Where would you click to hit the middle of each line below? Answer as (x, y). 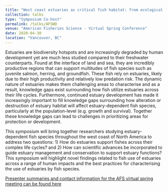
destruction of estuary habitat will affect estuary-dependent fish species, (81, 106)
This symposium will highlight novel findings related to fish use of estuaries (83, 158)
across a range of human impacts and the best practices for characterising (83, 163)
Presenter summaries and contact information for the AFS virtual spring (79, 178)
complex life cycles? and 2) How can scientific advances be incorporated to (84, 147)
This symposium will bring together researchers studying (64, 131)
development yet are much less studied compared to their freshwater (77, 57)
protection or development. (33, 122)
